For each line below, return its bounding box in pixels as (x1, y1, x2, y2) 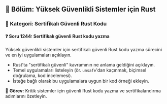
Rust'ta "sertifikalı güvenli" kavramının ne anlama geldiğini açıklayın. (12, 61, 155, 67)
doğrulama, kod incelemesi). (12, 72, 73, 79)
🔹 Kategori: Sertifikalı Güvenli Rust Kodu (5, 20, 107, 27)
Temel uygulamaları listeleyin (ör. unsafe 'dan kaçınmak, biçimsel (12, 67, 147, 73)
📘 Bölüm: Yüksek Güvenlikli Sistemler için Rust (5, 5, 156, 14)
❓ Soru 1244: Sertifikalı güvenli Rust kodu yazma (5, 33, 110, 39)
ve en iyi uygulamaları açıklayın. (5, 52, 72, 58)
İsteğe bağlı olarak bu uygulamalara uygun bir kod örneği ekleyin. (12, 78, 150, 84)
